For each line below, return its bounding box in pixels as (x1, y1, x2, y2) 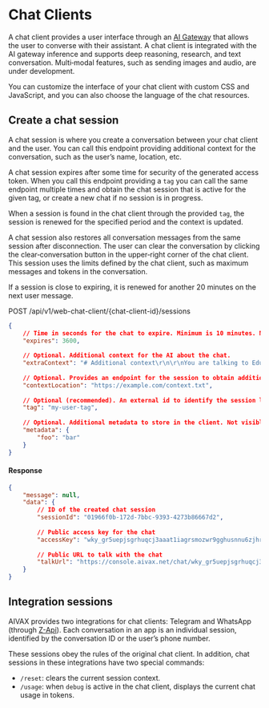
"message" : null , (22, 491, 81, 499)
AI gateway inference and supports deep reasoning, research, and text (8, 49, 242, 59)
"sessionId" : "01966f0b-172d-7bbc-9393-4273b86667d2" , (37, 513, 224, 522)
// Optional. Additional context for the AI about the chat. (22, 351, 231, 360)
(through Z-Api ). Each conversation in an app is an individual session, (8, 625, 237, 634)
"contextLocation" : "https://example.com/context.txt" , (22, 381, 214, 390)
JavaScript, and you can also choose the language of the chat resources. (8, 90, 250, 99)
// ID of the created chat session (37, 506, 156, 514)
